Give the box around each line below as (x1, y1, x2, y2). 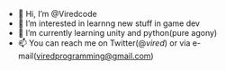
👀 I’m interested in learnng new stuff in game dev (17, 18, 201, 29)
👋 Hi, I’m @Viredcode (17, 9, 97, 19)
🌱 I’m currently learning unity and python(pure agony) (17, 28, 218, 38)
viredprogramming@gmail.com (35, 50, 151, 61)
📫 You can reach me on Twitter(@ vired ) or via (17, 38, 191, 48)
